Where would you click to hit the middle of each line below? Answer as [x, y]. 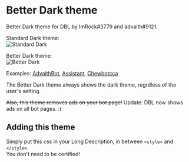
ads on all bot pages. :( [34, 108]
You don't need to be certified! [43, 154]
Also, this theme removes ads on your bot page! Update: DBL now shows [95, 102]
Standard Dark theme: [33, 38]
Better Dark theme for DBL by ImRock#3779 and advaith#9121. [82, 27]
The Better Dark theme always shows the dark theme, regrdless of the [91, 85]
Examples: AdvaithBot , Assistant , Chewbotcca [62, 73]
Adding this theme [41, 127]
